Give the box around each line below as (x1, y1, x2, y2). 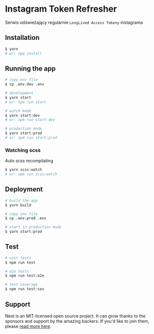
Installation (5, 34, 40, 42)
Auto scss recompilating (5, 158, 53, 164)
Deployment (5, 185, 43, 193)
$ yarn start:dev (5, 113, 40, 118)
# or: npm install (5, 51, 42, 56)
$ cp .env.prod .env (5, 216, 47, 221)
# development (5, 91, 34, 96)
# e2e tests (5, 269, 29, 274)
